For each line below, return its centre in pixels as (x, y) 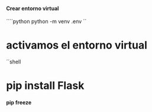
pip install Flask (45, 86)
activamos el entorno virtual (77, 45)
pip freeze (19, 102)
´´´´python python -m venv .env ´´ (46, 21)
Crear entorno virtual (33, 8)
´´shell (14, 62)
